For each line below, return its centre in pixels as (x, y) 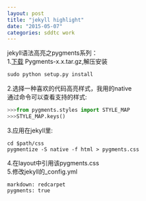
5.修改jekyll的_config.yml (42, 172)
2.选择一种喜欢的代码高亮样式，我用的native (70, 88)
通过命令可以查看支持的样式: (47, 97)
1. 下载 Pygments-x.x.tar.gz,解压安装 (58, 62)
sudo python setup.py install (50, 75)
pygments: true (29, 190)
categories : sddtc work (41, 33)
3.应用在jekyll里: (30, 130)
